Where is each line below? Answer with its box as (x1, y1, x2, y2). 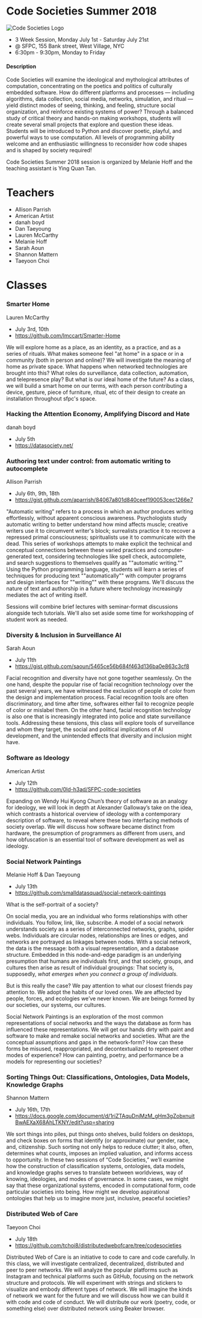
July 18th (14, 1235, 38, 1242)
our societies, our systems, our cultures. (6, 1001, 106, 1009)
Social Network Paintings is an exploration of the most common (6, 1013, 164, 1020)
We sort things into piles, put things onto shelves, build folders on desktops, (6, 1131, 194, 1138)
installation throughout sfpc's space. (6, 394, 97, 402)
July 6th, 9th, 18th (14, 490, 60, 497)
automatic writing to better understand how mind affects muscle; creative (6, 521, 188, 528)
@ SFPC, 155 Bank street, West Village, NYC (14, 42, 125, 50)
